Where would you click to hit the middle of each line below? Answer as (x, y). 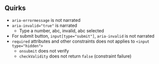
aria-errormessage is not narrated (46, 20)
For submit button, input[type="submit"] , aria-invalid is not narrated (83, 36)
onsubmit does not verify (44, 51)
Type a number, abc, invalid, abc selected (61, 31)
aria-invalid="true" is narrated (44, 25)
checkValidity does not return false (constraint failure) (75, 56)
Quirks (15, 8)
